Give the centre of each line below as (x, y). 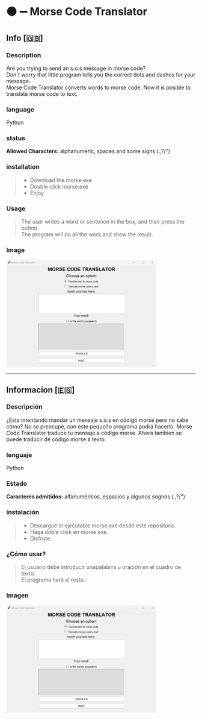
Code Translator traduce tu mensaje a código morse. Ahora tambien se (94, 433)
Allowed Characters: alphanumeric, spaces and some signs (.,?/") (88, 151)
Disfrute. (41, 538)
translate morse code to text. (42, 93)
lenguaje (19, 454)
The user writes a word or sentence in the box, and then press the (103, 222)
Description (24, 55)
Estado (17, 484)
